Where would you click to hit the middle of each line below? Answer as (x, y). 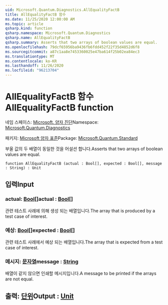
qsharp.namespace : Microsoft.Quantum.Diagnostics (58, 33)
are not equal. (19, 279)
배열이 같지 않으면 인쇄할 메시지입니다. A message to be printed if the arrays (81, 273)
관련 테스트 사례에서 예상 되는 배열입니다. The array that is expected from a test (84, 242)
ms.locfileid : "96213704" (32, 71)
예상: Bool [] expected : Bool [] (40, 230)
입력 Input (19, 185)
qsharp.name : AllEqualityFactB (38, 38)
